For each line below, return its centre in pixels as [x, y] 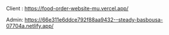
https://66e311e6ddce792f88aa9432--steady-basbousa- [94, 20]
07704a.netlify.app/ [30, 26]
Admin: [15, 20]
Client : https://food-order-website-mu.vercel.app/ [67, 8]
